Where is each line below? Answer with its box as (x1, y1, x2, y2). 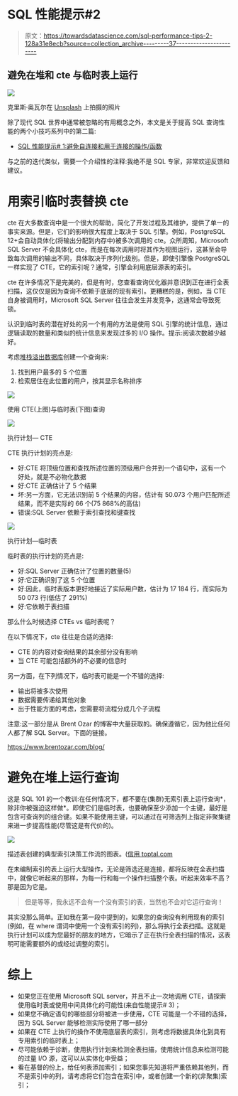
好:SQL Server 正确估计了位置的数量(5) (17, 566, 132, 575)
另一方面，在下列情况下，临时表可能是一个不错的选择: (7, 671, 165, 679)
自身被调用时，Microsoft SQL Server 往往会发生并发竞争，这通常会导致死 (7, 296, 221, 304)
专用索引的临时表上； (17, 1036, 80, 1045)
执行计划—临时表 (7, 536, 57, 544)
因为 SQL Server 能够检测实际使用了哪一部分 (17, 1018, 148, 1027)
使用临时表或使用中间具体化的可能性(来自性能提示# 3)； (17, 1000, 181, 1009)
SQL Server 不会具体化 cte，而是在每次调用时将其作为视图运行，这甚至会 (7, 245, 221, 253)
